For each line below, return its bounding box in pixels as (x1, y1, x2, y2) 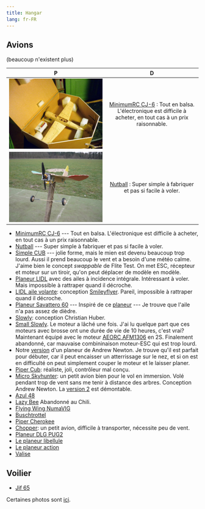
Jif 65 (15, 484, 31, 491)
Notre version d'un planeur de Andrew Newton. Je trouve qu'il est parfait (15, 347, 199, 354)
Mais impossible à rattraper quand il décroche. (15, 281, 132, 289)
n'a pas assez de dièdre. (15, 308, 77, 315)
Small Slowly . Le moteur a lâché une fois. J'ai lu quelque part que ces (15, 320, 190, 328)
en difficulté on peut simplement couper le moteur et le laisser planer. (15, 359, 190, 367)
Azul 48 (15, 392, 35, 399)
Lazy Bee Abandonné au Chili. (15, 399, 92, 406)
